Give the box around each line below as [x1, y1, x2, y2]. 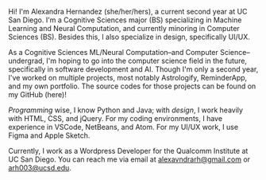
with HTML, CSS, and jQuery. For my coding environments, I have [8, 114, 223, 123]
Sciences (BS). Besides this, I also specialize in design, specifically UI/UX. [8, 32, 250, 41]
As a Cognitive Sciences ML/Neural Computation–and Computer [8, 48, 218, 57]
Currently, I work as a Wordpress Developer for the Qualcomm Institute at [8, 147, 249, 155]
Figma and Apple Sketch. [8, 131, 91, 140]
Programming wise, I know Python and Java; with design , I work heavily [8, 105, 244, 115]
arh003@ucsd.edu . [8, 163, 71, 172]
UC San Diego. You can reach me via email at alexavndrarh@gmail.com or [8, 155, 251, 164]
